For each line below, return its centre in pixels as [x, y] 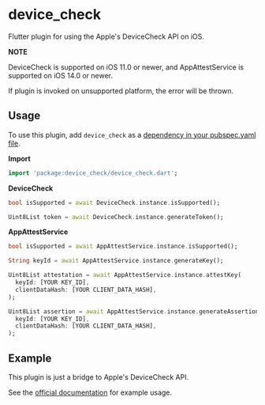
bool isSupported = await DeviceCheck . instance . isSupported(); [114, 202]
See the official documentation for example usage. [90, 392]
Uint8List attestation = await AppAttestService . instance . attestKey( [125, 275]
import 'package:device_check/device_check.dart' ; [93, 173]
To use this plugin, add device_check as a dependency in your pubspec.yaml [132, 134]
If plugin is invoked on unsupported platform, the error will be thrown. [121, 91]
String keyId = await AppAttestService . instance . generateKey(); [116, 261]
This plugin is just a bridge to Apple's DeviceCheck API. [99, 377]
